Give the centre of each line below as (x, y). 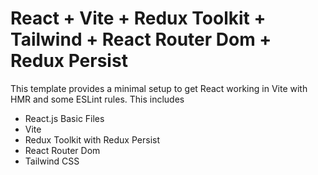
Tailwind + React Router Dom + (141, 39)
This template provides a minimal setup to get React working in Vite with (159, 88)
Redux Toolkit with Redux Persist (92, 139)
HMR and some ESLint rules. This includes (97, 99)
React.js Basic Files (64, 118)
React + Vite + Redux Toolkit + (138, 18)
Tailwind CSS (52, 161)
